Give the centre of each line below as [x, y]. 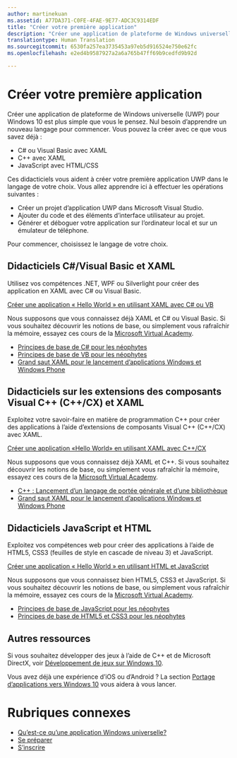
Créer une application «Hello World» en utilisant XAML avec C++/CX [107, 448]
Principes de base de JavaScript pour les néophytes [93, 609]
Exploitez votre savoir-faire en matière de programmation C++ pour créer [114, 420]
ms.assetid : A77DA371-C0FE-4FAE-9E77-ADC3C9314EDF [83, 21]
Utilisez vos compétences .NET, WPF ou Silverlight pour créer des [103, 283]
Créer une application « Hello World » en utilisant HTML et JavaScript [108, 566]
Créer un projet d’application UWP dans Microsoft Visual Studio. [110, 208]
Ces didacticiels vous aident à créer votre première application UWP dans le [118, 179]
